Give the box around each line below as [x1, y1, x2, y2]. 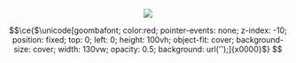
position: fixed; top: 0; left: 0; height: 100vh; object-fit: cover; [12, 35, 235, 44]
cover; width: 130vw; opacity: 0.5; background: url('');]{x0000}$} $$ [33, 44, 283, 54]
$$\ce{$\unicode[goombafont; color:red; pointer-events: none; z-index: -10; [9, 25, 287, 35]
